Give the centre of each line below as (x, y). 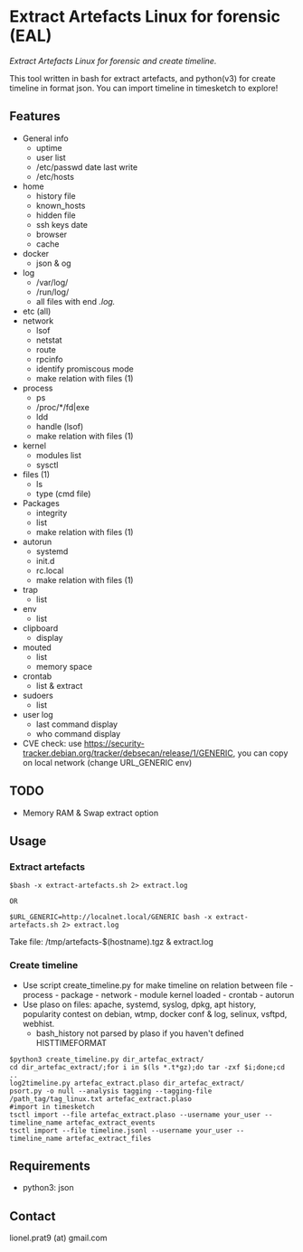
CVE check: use (52, 743)
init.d (45, 560)
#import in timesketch (52, 1106)
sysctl (47, 465)
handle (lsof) (60, 426)
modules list (58, 455)
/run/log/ (52, 292)
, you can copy (260, 753)
